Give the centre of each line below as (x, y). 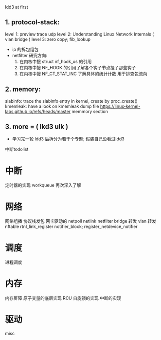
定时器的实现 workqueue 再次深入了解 (43, 185)
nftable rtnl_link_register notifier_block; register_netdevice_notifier (71, 227)
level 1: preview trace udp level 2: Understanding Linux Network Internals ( (80, 34)
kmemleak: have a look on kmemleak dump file (52, 106)
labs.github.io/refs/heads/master (38, 111)
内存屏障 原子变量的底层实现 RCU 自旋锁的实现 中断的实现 (63, 298)
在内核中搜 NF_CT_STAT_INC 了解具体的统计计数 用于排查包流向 (83, 74)
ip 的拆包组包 (25, 49)
